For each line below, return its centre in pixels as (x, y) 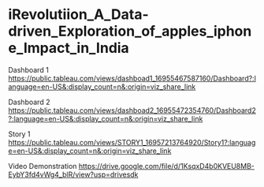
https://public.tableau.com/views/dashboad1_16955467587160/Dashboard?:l (132, 78)
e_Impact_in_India (69, 48)
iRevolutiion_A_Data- (79, 15)
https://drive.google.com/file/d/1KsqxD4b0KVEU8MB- (166, 166)
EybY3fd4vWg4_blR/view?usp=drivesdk (73, 174)
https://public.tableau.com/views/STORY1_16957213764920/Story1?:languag (132, 142)
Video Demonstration (43, 166)
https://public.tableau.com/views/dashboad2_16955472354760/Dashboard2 (132, 110)
